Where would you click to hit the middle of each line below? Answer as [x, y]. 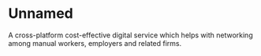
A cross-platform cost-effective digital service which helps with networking [131, 35]
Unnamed [41, 14]
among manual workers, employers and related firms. [95, 43]
